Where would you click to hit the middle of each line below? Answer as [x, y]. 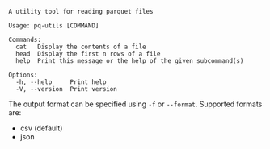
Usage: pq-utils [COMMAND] [54, 26]
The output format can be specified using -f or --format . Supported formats [135, 104]
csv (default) [41, 128]
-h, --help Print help [61, 82]
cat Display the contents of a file [81, 47]
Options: [23, 75]
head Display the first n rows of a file [88, 54]
